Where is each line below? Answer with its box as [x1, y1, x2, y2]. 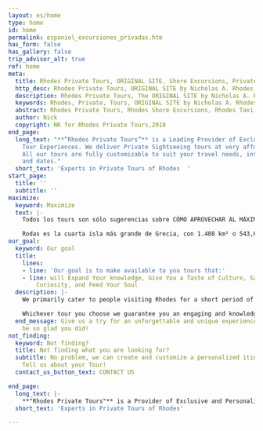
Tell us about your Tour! [22, 361, 107, 369]
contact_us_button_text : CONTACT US [15, 368, 135, 376]
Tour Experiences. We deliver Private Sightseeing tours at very [22, 143, 240, 151]
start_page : [8, 172, 47, 181]
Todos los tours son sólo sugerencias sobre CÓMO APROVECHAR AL [22, 216, 236, 224]
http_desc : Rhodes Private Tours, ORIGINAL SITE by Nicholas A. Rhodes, [15, 84, 258, 93]
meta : [8, 70, 26, 78]
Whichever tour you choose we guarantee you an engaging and [22, 310, 225, 318]
